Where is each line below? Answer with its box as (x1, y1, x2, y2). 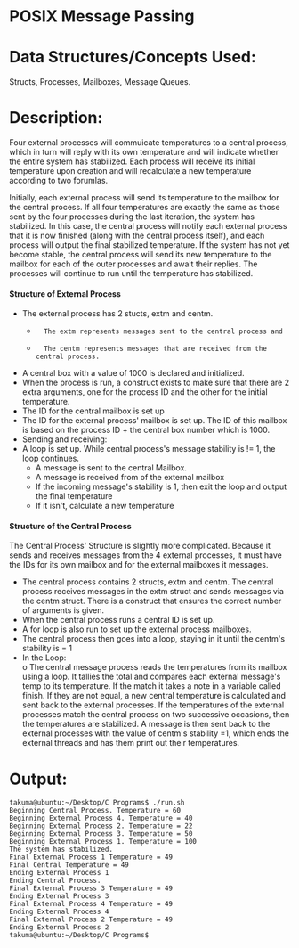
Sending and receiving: (21, 434, 108, 445)
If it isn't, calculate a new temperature (35, 501, 174, 511)
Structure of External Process (9, 288, 122, 299)
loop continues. (21, 453, 80, 464)
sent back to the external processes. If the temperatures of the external (21, 699, 285, 710)
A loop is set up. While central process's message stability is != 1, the (21, 444, 276, 454)
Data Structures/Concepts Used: (9, 47, 256, 68)
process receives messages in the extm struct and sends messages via (21, 586, 285, 597)
